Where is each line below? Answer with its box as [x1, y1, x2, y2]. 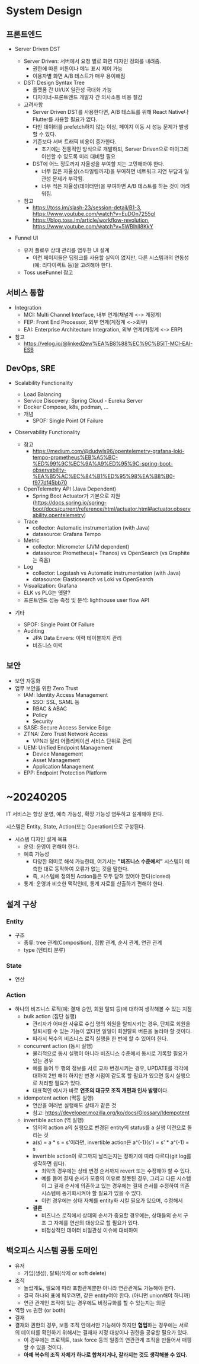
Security [32, 718, 53, 725]
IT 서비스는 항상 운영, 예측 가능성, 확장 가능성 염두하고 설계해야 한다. [6, 811, 164, 818]
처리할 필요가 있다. [38, 1079, 82, 1086]
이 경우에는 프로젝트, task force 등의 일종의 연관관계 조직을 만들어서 [23, 1336, 181, 1344]
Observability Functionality [14, 428, 81, 435]
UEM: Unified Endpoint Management [23, 744, 113, 751]
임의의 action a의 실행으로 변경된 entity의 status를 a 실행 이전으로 [32, 1124, 187, 1131]
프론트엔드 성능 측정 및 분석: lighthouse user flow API [23, 596, 150, 603]
